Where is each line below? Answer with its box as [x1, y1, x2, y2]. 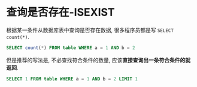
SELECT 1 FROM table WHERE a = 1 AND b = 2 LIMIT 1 [6, 76, 138, 82]
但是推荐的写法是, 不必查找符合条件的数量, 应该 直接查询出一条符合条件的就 [6, 56, 190, 64]
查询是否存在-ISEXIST [6, 5, 115, 19]
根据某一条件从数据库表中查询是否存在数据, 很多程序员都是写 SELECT [6, 26, 174, 34]
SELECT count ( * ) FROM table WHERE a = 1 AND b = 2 [6, 44, 135, 51]
